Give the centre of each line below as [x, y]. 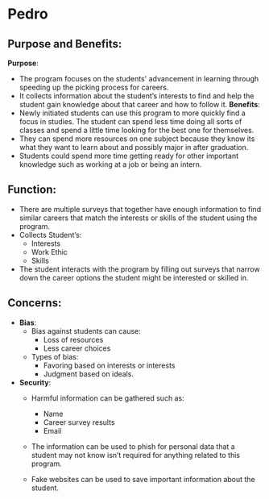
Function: [32, 190]
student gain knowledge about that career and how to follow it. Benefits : [140, 104]
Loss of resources [73, 339]
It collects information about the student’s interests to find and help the [137, 96]
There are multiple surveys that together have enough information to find [140, 209]
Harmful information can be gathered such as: [108, 398]
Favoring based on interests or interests [109, 365]
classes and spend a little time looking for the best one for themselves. [137, 130]
